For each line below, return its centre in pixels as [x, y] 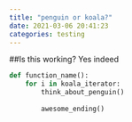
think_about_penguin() [83, 93]
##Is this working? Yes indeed [64, 60]
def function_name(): [49, 76]
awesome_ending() [73, 109]
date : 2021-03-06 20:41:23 [59, 26]
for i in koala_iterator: [73, 84]
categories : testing [47, 34]
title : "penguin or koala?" [61, 17]
